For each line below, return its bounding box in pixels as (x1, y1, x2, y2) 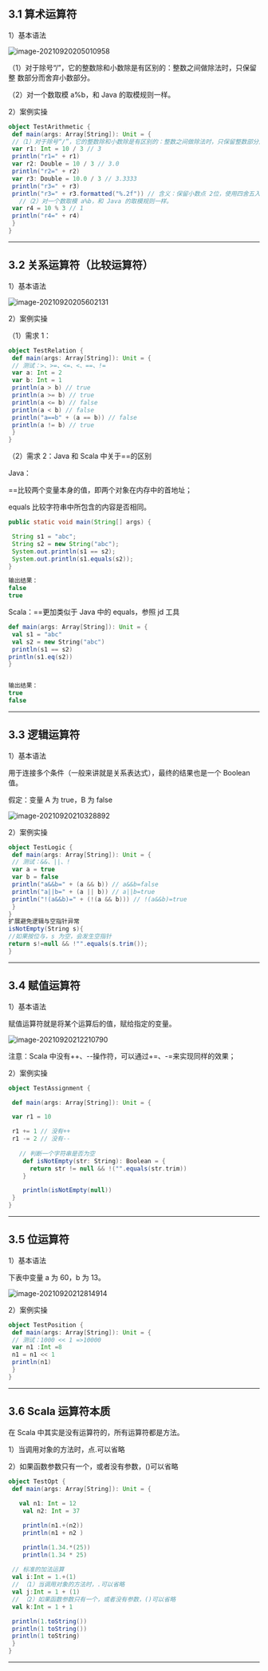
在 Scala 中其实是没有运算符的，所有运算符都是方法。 (8, 1427, 185, 1437)
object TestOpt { (8, 1478, 66, 1486)
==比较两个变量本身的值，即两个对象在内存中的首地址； (8, 485, 193, 495)
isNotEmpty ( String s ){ (8, 925, 84, 933)
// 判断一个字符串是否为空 (18, 1150, 96, 1158)
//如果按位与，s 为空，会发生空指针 (8, 932, 112, 941)
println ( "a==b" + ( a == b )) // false (11, 413, 137, 421)
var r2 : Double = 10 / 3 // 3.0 (11, 160, 120, 168)
